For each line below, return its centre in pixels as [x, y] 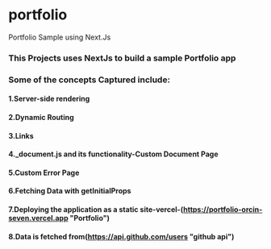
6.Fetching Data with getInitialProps [70, 191]
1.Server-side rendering [49, 99]
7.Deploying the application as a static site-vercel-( [96, 209]
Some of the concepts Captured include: [90, 80]
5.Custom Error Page [44, 172]
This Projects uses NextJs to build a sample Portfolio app [122, 58]
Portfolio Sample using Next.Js [60, 37]
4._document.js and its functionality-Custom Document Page [113, 154]
